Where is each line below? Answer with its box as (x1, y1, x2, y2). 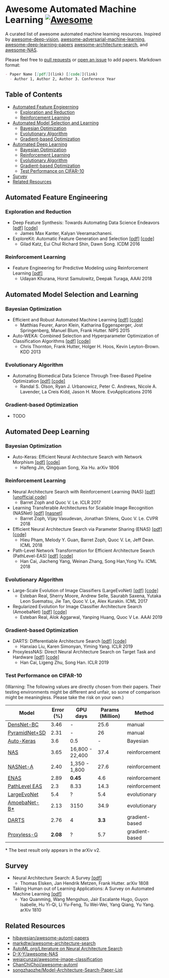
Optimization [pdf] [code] (12, 378, 65, 384)
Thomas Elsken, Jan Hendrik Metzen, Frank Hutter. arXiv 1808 (20, 880, 149, 886)
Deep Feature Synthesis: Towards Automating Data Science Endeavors (12, 220, 160, 226)
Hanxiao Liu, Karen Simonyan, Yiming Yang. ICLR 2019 (20, 643, 133, 649)
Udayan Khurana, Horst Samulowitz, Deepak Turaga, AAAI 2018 (20, 276, 152, 282)
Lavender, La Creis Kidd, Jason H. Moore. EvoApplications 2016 (20, 389, 152, 395)
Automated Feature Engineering (5, 193, 108, 202)
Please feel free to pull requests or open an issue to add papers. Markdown (5, 56, 161, 62)
